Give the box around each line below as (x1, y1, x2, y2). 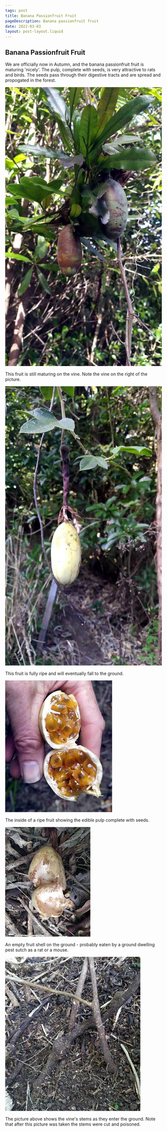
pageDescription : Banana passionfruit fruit (5, 18, 99, 23)
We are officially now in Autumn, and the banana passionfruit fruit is (5, 61, 144, 67)
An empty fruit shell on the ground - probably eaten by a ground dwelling (5, 941, 155, 947)
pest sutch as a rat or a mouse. (5, 947, 69, 953)
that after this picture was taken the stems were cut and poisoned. (5, 1121, 141, 1127)
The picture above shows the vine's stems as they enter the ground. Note (5, 1116, 156, 1122)
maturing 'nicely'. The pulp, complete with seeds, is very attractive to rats (5, 66, 156, 72)
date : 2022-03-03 (5, 24, 41, 29)
